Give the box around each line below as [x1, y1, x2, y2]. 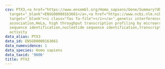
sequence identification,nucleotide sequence [9, 25, 105, 30]
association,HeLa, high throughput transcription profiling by [9, 20, 141, 26]
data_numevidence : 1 [5, 43, 48, 48]
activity [9, 30, 27, 34]
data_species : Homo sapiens [5, 48, 63, 52]
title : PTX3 [5, 57, 29, 62]
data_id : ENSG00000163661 [5, 39, 58, 44]
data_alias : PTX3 [5, 34, 41, 39]
